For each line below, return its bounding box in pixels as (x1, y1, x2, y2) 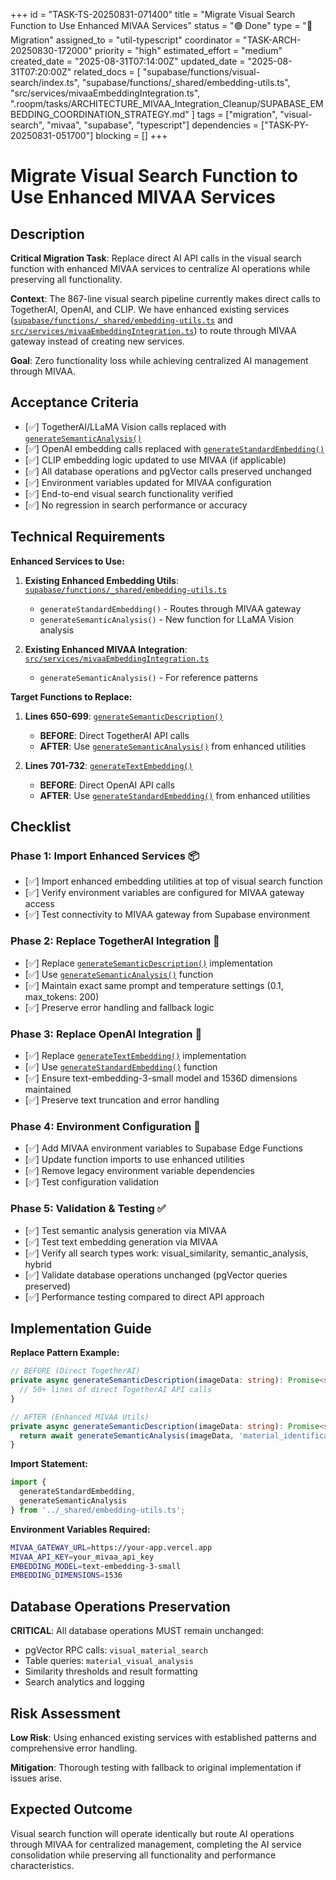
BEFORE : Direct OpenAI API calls (39, 779, 175, 791)
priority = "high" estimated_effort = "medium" (94, 45, 283, 56)
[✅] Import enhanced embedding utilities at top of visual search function (24, 875, 323, 888)
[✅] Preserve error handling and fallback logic (24, 1001, 215, 1013)
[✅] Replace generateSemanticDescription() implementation (24, 957, 273, 969)
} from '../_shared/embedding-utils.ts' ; (10, 1505, 186, 1515)
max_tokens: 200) (24, 990, 100, 1003)
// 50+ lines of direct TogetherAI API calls (19, 1385, 213, 1395)
